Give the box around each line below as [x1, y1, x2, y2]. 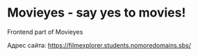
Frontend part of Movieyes [7, 28, 83, 36]
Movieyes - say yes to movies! [7, 5, 186, 21]
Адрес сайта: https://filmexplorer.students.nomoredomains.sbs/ [7, 41, 191, 49]
